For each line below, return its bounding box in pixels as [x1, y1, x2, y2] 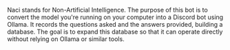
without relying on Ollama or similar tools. [7, 35, 125, 43]
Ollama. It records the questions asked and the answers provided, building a [7, 21, 223, 28]
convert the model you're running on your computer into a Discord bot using [7, 13, 224, 21]
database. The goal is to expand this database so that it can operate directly [7, 27, 223, 36]
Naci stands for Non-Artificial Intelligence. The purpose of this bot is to [7, 6, 208, 14]
